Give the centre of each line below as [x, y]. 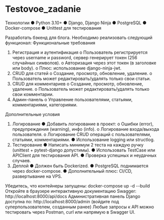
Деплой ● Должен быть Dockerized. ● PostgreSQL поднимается [80, 166]
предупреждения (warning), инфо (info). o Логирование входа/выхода [86, 129]
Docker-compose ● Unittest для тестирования [53, 28]
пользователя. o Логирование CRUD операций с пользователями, [82, 134]
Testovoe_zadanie [43, 9]
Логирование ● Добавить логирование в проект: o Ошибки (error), [83, 124]
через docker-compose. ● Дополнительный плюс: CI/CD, [72, 171]
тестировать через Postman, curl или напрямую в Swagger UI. [70, 212]
